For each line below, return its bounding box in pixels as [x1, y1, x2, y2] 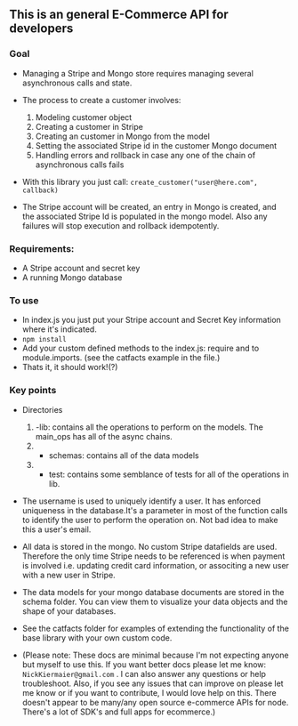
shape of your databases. [21, 605, 117, 617]
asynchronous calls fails [35, 159, 125, 170]
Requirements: [9, 242, 75, 254]
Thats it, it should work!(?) [21, 362, 118, 373]
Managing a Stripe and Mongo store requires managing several [21, 68, 254, 78]
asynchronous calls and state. [21, 77, 133, 88]
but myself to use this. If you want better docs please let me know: [21, 658, 267, 670]
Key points [9, 384, 57, 397]
